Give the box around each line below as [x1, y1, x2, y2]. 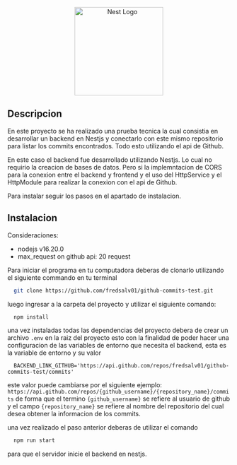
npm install [13, 313, 50, 321]
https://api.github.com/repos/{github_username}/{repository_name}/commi [7, 389, 230, 396]
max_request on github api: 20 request [17, 252, 131, 261]
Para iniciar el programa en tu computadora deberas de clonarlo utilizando [7, 266, 224, 274]
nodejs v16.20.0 [17, 245, 64, 253]
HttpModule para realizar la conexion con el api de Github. [7, 177, 178, 187]
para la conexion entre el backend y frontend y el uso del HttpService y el [7, 170, 222, 179]
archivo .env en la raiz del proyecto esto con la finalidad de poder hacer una [7, 334, 230, 342]
